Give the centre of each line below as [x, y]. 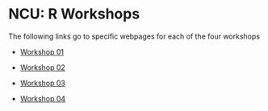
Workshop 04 [43, 98]
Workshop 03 [43, 83]
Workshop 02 [43, 67]
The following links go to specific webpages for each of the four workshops [134, 36]
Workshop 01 [42, 51]
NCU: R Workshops [74, 14]
